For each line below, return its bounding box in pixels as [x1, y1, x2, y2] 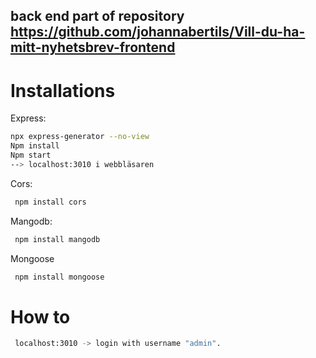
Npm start [10, 150, 52, 161]
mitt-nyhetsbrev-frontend [10, 39, 176, 56]
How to [10, 305, 71, 328]
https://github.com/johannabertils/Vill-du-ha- [10, 24, 306, 41]
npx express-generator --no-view [10, 132, 150, 142]
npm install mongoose [14, 272, 105, 282]
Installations [10, 79, 116, 102]
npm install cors [14, 197, 87, 207]
